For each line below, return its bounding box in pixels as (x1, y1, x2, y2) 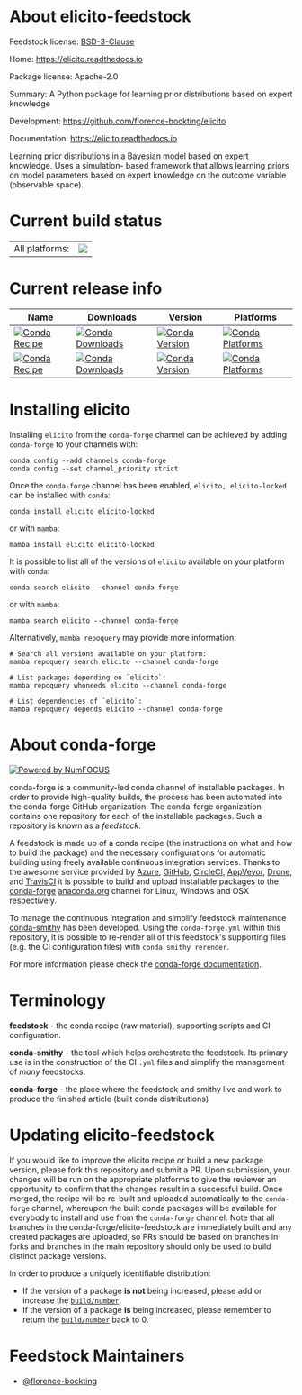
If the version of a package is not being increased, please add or (22, 1285, 262, 1296)
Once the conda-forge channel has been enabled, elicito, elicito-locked (9, 479, 288, 490)
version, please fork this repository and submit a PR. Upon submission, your (9, 1164, 290, 1175)
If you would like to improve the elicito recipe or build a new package (9, 1154, 264, 1165)
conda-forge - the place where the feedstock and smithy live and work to (9, 1083, 282, 1094)
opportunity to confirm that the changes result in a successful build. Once (9, 1183, 283, 1194)
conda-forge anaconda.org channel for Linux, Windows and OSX (9, 885, 250, 896)
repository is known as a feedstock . (9, 820, 142, 831)
